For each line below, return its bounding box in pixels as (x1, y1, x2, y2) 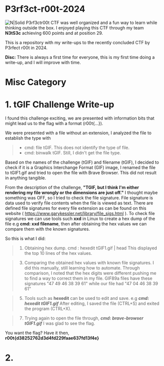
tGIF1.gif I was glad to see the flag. (24, 320, 95, 326)
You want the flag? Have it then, (5, 330, 70, 336)
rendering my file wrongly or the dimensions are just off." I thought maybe (5, 190, 158, 195)
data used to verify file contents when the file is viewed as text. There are (5, 200, 153, 206)
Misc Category (5, 77, 67, 88)
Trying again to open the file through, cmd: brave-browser (24, 315, 143, 321)
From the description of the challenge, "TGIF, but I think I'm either (5, 185, 140, 191)
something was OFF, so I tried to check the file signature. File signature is (5, 195, 153, 201)
